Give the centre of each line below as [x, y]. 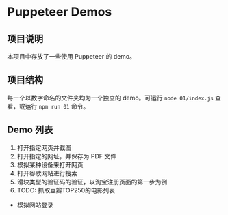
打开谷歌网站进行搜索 [47, 173]
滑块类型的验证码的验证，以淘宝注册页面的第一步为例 [92, 182]
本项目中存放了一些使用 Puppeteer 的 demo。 [71, 56]
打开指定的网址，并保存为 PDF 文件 [66, 156]
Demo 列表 [30, 130]
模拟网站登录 [35, 205]
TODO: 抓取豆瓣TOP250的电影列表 [66, 190]
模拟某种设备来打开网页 [50, 164]
